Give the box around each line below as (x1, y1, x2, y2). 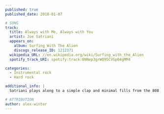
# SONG (5, 21, 19, 25)
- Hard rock (9, 75, 34, 80)
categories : (5, 66, 29, 71)
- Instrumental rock (9, 70, 52, 75)
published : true (5, 7, 38, 12)
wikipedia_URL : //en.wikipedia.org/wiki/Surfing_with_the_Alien (9, 52, 144, 57)
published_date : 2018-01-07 (5, 12, 63, 17)
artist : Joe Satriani (9, 34, 54, 39)
